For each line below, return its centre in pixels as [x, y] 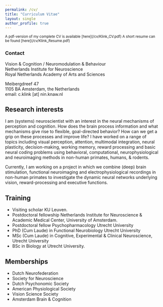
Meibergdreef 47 [22, 84]
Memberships [27, 261]
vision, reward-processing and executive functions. [56, 183]
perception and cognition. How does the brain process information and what [81, 126]
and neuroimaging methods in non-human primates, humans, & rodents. [77, 157]
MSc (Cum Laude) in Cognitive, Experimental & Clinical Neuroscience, [82, 236]
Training [18, 198]
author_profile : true [27, 23]
